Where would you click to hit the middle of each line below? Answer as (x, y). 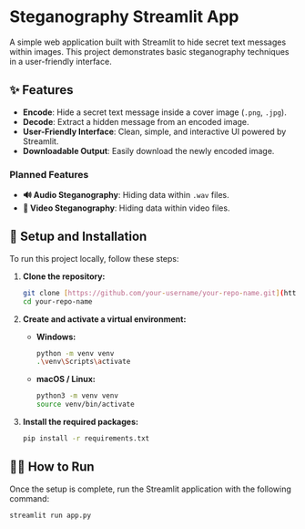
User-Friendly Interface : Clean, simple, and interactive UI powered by (154, 131)
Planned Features (49, 174)
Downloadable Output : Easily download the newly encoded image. (148, 150)
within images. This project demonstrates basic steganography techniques (149, 51)
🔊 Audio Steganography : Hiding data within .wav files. (126, 195)
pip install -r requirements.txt (86, 439)
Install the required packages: (81, 422)
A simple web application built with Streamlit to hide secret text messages (148, 42)
